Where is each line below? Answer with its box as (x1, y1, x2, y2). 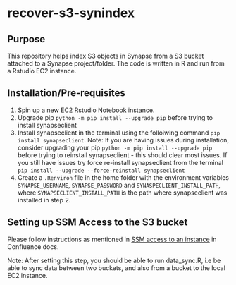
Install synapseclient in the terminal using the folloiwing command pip (17, 128, 221, 137)
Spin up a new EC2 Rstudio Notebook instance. (17, 106, 155, 114)
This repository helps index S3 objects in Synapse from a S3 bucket (7, 51, 204, 60)
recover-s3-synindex (7, 5, 135, 21)
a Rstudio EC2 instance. (7, 67, 77, 75)
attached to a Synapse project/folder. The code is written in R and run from (7, 59, 225, 68)
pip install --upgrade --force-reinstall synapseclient (17, 167, 185, 174)
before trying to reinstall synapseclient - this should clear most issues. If (17, 150, 228, 159)
